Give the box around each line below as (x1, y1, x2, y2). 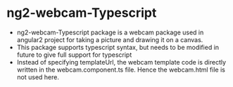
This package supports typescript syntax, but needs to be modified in (16, 43, 220, 51)
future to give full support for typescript (16, 51, 132, 59)
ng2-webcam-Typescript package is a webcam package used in (16, 28, 204, 36)
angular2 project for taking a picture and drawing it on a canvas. (16, 35, 203, 43)
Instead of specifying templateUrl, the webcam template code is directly (16, 58, 227, 66)
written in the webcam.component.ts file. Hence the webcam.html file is (16, 65, 226, 74)
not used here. (16, 72, 59, 81)
